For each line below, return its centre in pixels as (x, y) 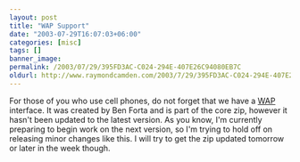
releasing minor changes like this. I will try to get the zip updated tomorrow (146, 138)
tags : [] (25, 51)
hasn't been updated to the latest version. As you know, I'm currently (136, 119)
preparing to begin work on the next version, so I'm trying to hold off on (141, 129)
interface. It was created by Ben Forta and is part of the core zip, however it (148, 110)
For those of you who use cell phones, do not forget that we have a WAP (142, 101)
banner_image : (36, 59)
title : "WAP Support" (50, 26)
